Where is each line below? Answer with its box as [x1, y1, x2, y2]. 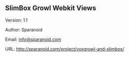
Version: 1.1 [5, 17, 28, 23]
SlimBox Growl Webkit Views [5, 4, 96, 12]
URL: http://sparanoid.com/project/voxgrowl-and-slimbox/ [5, 46, 125, 52]
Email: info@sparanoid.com [5, 36, 62, 42]
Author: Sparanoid [5, 27, 43, 33]
